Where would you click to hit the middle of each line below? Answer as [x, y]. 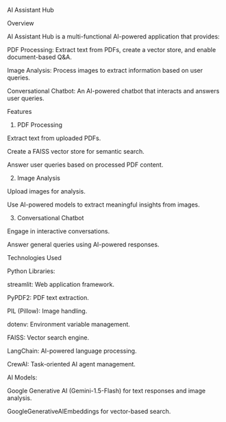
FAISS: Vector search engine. [48, 338]
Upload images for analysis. [46, 191]
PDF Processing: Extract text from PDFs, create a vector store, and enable [112, 50]
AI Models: [22, 377]
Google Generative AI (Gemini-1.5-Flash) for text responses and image [106, 391]
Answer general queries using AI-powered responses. [83, 244]
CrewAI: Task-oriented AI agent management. [71, 364]
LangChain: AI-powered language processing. [72, 351]
